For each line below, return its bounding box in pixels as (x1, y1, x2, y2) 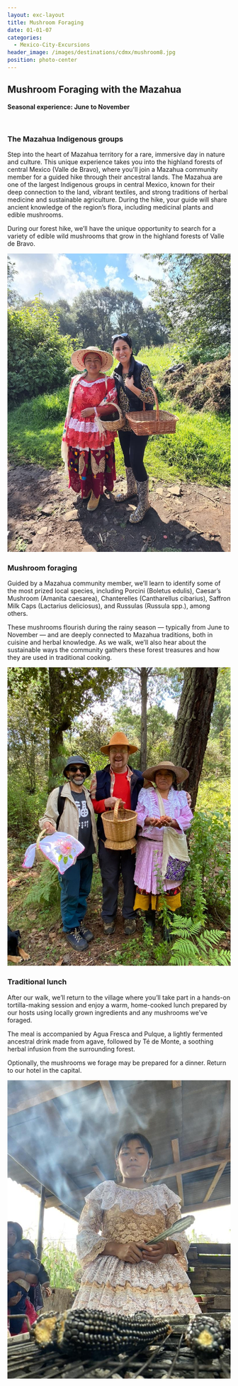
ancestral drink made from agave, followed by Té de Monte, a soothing (7, 1037, 214, 1046)
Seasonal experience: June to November (7, 102, 130, 111)
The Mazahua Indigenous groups (7, 134, 124, 144)
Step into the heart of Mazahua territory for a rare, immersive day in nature (7, 150, 225, 158)
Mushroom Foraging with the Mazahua (7, 84, 182, 96)
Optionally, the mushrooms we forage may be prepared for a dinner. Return (7, 1059, 227, 1067)
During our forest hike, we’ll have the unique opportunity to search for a (7, 224, 216, 232)
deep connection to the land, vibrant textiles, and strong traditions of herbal (7, 188, 228, 196)
